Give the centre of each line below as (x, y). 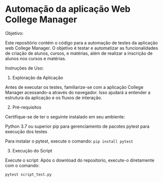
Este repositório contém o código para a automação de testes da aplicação (81, 42)
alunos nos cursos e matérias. (36, 58)
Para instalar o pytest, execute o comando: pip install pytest (69, 141)
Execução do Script (32, 150)
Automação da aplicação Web (68, 9)
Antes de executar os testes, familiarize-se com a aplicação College (74, 87)
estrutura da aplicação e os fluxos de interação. (54, 98)
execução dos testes (26, 131)
